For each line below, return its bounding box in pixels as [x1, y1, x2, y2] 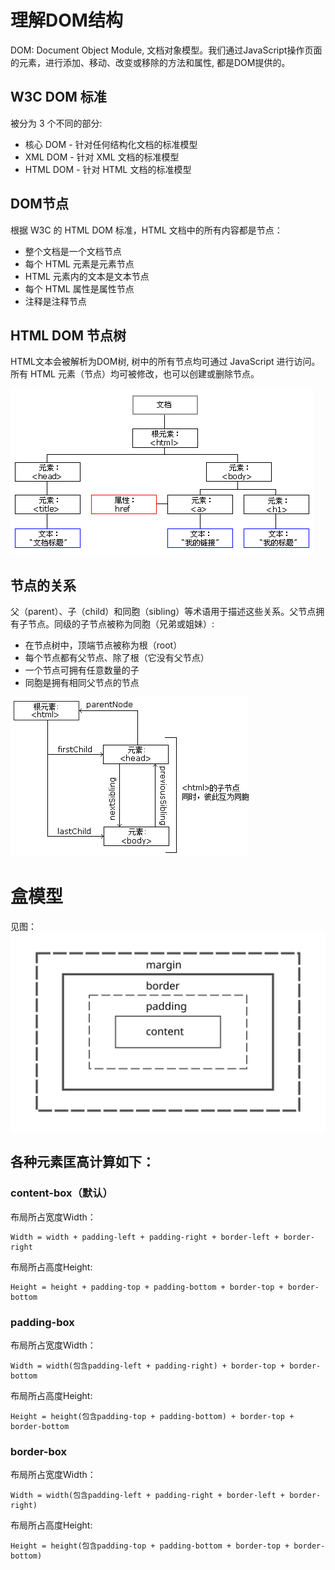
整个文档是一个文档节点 [24, 245, 122, 257]
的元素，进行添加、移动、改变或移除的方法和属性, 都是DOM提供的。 [10, 56, 291, 68]
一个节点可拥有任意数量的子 [24, 664, 140, 676]
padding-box [10, 1315, 75, 1329]
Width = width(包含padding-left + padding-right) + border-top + [10, 1361, 285, 1371]
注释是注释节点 [24, 295, 87, 307]
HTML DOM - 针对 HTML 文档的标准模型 [24, 163, 192, 175]
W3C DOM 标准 [10, 89, 107, 106]
